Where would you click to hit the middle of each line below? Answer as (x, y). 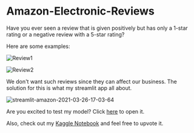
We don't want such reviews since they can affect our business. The (92, 81)
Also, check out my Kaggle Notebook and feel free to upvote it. (85, 123)
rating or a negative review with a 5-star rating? (65, 34)
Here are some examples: (38, 46)
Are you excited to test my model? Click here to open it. (75, 111)
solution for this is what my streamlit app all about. (69, 88)
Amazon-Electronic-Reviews (80, 11)
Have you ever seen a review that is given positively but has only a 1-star (97, 28)
